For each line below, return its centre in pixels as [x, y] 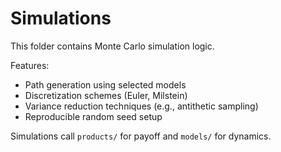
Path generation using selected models [105, 84]
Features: [30, 65]
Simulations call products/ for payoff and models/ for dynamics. [141, 136]
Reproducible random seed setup [93, 116]
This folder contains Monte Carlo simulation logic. [112, 46]
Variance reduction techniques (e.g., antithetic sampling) [141, 106]
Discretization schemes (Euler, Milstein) [106, 95]
